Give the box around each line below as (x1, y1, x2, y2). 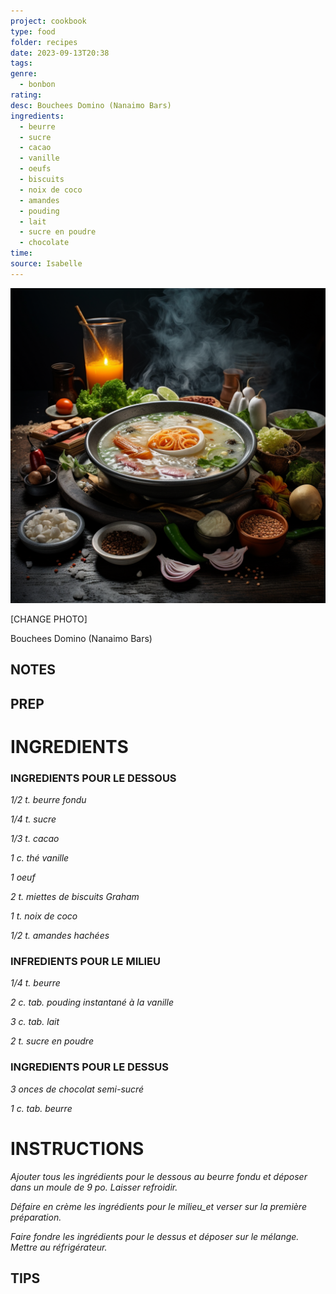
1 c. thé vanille (10, 852, 70, 864)
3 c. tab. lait (10, 1016, 60, 1028)
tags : (10, 58, 33, 69)
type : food (10, 26, 56, 37)
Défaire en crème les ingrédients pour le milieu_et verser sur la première (10, 1200, 307, 1212)
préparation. (10, 1211, 62, 1223)
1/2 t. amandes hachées (10, 930, 110, 942)
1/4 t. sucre (10, 813, 57, 825)
